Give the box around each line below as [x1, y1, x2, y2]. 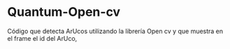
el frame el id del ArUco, [7, 34, 78, 42]
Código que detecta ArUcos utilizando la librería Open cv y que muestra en [7, 27, 224, 35]
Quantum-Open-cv [7, 4, 121, 20]
